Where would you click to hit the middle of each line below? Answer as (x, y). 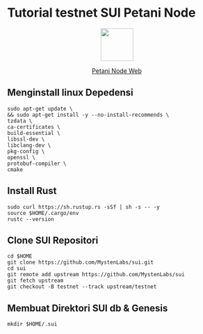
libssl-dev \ (26, 139)
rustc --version (31, 219)
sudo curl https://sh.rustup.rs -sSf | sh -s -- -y (83, 207)
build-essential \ (34, 133)
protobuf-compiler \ (37, 164)
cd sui (17, 269)
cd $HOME (20, 256)
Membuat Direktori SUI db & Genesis (88, 308)
